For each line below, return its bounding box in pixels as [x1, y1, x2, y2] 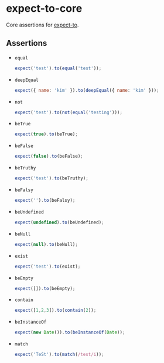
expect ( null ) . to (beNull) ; [14, 241, 78, 247]
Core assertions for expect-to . [6, 21, 79, 28]
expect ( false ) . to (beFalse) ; [14, 154, 83, 159]
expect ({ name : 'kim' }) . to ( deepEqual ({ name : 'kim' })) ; [14, 87, 159, 93]
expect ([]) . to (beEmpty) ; [14, 285, 76, 291]
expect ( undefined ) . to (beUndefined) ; [14, 219, 104, 225]
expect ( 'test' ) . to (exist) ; [14, 264, 81, 269]
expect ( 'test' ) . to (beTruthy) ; [14, 175, 89, 181]
